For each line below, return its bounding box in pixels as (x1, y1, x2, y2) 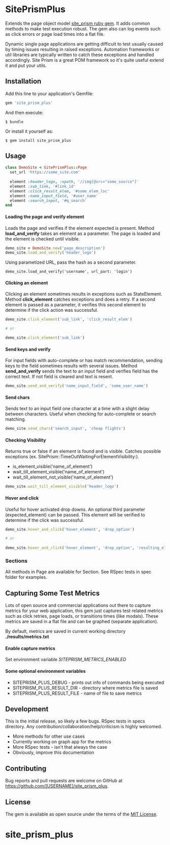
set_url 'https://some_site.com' (10, 170, 80, 175)
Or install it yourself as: (5, 128, 53, 134)
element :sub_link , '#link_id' (10, 184, 76, 189)
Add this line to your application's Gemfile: (5, 90, 94, 97)
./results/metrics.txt (5, 634, 49, 640)
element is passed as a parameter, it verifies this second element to (5, 302, 146, 308)
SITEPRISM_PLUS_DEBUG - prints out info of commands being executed (12, 679, 164, 686)
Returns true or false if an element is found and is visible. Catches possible (5, 448, 161, 454)
